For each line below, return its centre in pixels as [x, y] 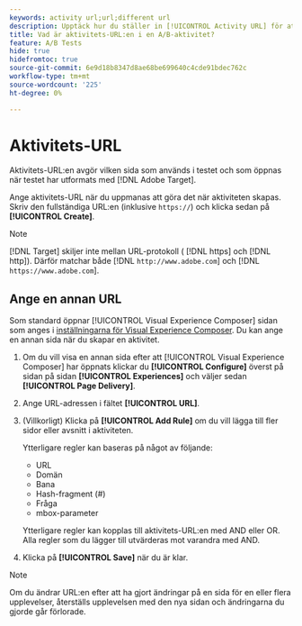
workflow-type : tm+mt [50, 77]
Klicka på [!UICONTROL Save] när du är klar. [105, 558]
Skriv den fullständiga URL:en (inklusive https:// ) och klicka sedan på [139, 207]
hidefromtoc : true [44, 59]
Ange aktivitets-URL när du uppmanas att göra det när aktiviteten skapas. [145, 197]
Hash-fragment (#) [71, 494]
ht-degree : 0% [36, 93]
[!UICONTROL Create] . [52, 216]
